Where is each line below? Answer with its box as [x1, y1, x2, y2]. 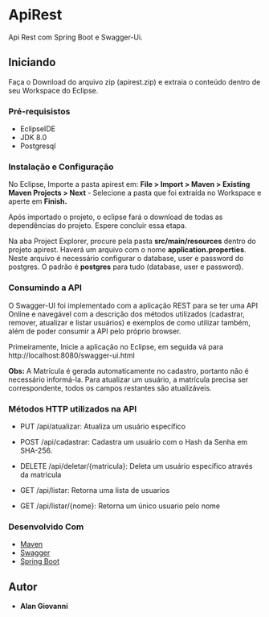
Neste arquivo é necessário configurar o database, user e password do [8, 254, 244, 263]
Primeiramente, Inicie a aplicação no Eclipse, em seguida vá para [8, 342, 223, 351]
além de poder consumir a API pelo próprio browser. [8, 326, 181, 336]
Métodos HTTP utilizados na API [8, 403, 137, 414]
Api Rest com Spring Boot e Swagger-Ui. [8, 32, 143, 42]
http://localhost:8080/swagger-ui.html [8, 350, 135, 360]
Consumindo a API [8, 282, 83, 293]
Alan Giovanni [19, 602, 68, 611]
